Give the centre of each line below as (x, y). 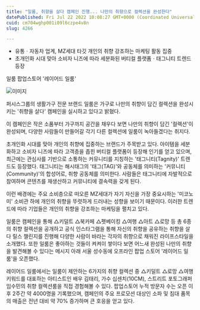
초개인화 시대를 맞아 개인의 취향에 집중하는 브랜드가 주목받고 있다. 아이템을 (93, 144)
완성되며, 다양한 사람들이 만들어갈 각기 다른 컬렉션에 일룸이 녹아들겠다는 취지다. (98, 131)
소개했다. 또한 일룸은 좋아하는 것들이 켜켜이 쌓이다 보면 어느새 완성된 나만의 (93, 244)
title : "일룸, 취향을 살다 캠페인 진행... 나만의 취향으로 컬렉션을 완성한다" (89, 12)
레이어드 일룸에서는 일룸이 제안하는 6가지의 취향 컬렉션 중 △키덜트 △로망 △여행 (100, 271)
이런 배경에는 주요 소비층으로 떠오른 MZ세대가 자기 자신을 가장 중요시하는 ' (93, 194)
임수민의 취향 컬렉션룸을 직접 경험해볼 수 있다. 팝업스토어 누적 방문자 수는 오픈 (97, 286)
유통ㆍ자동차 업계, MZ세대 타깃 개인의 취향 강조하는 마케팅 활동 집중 (93, 51)
